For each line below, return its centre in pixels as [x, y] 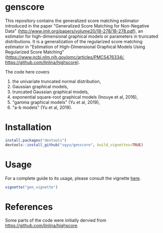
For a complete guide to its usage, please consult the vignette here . [73, 178]
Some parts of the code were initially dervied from [56, 220]
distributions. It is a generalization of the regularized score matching [74, 41]
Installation [28, 127]
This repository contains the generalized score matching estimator [72, 21]
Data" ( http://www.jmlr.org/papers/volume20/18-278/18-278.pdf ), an [74, 31]
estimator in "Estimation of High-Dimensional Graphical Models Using [75, 47]
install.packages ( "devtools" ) [36, 140]
